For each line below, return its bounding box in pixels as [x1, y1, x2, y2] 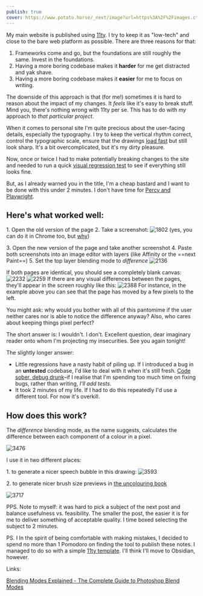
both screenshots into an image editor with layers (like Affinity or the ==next [6, 251, 196, 258]
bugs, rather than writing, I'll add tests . [14, 380, 112, 387]
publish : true [6, 8, 42, 15]
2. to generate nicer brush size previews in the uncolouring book [6, 480, 167, 487]
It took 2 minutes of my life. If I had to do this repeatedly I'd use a [14, 387, 177, 394]
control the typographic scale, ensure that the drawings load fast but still [6, 137, 187, 144]
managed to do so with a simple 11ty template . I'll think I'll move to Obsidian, [6, 547, 195, 554]
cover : [6, 15, 23, 21]
